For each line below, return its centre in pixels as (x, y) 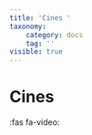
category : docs (55, 35)
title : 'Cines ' (40, 18)
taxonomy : (28, 26)
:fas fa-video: (35, 122)
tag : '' (40, 43)
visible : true (36, 52)
